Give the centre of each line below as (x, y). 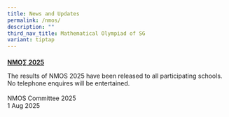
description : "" (31, 27)
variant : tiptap (31, 40)
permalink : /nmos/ (34, 20)
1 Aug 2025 (24, 105)
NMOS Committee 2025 (42, 98)
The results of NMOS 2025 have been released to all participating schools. (115, 76)
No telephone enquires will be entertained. (69, 83)
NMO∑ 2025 (26, 62)
